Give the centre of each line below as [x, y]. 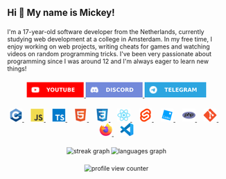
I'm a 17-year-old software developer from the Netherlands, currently [106, 32]
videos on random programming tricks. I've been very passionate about [110, 54]
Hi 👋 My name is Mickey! [61, 13]
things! [17, 69]
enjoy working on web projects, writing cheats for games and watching [108, 46]
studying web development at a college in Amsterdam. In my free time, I [110, 40]
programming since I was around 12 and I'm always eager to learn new [108, 61]
